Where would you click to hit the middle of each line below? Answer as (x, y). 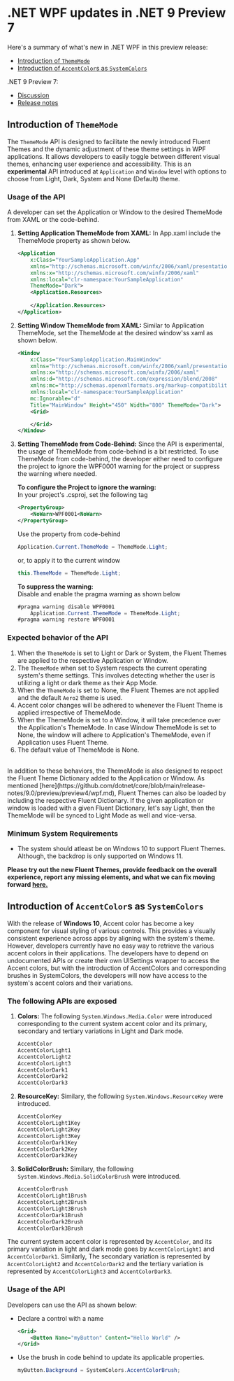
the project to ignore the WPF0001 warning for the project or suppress (118, 466)
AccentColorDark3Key (47, 1156)
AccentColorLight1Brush (52, 1196)
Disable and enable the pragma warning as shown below (99, 594)
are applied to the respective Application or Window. (93, 660)
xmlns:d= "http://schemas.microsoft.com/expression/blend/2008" (124, 379)
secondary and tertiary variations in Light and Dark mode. (100, 1031)
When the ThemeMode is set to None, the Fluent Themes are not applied (118, 690)
